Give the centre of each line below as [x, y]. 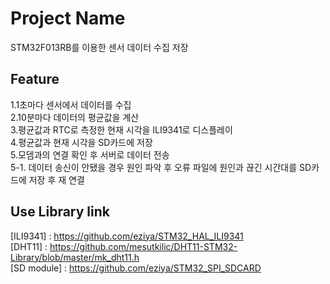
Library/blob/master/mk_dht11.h [75, 257]
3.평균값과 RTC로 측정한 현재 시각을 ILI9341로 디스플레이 [121, 129]
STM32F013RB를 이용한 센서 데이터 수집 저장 [99, 47]
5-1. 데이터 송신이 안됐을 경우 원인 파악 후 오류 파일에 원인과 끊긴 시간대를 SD [161, 167]
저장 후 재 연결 [56, 179]
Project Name [68, 18]
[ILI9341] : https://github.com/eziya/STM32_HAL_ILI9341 [127, 236]
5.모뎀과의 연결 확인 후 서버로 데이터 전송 [90, 154]
